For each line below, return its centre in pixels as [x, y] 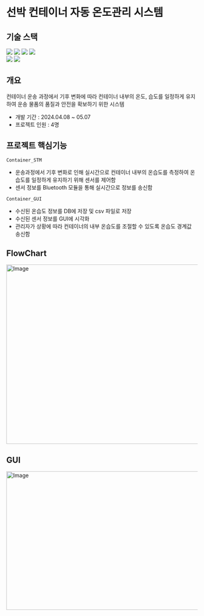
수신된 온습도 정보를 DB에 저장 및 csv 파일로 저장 [73, 211]
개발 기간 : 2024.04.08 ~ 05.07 [53, 117]
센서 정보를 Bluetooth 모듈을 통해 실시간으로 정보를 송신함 [84, 187]
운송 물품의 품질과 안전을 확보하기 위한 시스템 [71, 104]
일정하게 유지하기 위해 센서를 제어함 [74, 180]
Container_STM [24, 160]
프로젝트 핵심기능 [37, 146]
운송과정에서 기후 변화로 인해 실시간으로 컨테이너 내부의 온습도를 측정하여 [102, 172]
